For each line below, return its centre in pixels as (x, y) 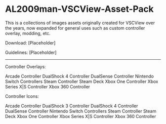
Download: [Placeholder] (30, 42)
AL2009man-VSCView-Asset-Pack (80, 9)
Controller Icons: (22, 96)
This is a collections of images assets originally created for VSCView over (80, 23)
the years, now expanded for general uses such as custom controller (75, 28)
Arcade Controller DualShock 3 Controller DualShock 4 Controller (72, 106)
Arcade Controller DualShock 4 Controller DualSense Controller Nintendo (80, 76)
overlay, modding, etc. (28, 33)
